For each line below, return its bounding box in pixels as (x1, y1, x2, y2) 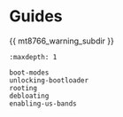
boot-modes (9, 68, 50, 77)
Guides (9, 6, 64, 27)
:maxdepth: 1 (9, 52, 58, 61)
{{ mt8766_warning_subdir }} (9, 35, 115, 46)
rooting (9, 83, 38, 92)
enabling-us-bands (9, 99, 77, 108)
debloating (9, 91, 50, 100)
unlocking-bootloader (9, 75, 89, 85)
